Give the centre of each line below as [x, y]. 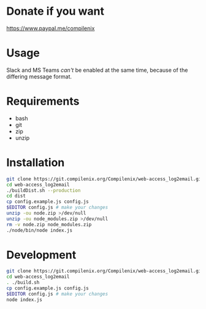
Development [41, 255]
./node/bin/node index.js [39, 230]
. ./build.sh [23, 283]
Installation [36, 162]
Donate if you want [55, 11]
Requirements [43, 101]
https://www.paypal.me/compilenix [51, 28]
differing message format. [39, 76]
